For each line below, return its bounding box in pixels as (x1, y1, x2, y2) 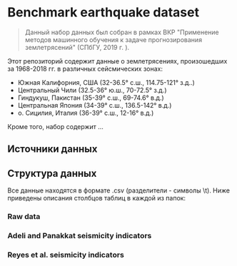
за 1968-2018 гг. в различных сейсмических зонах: (7, 64, 163, 73)
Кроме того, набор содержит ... (7, 122, 104, 131)
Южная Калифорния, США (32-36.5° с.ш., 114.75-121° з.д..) (17, 78, 195, 86)
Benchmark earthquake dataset (7, 4, 200, 21)
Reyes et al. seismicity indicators (7, 250, 125, 260)
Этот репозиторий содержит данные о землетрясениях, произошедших (7, 56, 228, 65)
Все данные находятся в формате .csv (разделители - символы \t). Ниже (7, 186, 231, 195)
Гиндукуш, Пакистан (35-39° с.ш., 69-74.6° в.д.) (17, 93, 164, 102)
